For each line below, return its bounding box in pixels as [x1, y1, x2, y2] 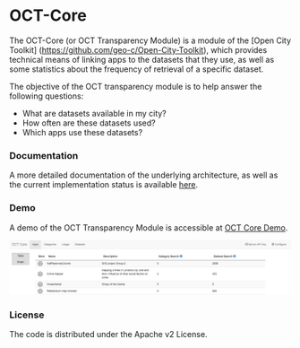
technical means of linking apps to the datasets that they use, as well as [9, 54, 275, 65]
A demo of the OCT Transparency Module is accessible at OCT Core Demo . [9, 222, 288, 233]
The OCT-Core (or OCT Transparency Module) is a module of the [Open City [9, 35, 292, 46]
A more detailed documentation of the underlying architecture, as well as [9, 170, 279, 180]
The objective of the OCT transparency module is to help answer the [9, 81, 262, 91]
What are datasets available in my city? [21, 108, 167, 118]
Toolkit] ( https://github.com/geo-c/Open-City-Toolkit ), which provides [9, 44, 268, 55]
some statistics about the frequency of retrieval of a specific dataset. [9, 64, 264, 74]
